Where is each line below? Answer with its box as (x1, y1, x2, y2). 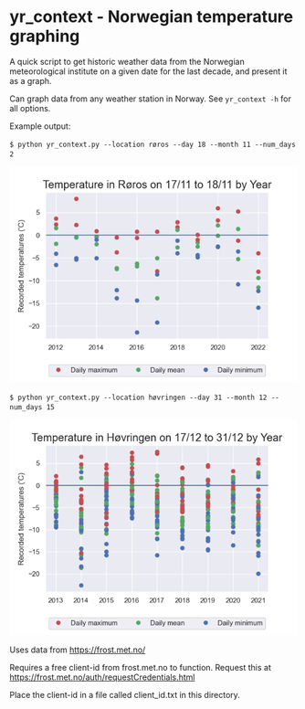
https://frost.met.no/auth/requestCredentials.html (9, 672, 195, 683)
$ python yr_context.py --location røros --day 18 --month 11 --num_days (9, 140, 297, 149)
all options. (9, 102, 51, 113)
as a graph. (9, 75, 52, 86)
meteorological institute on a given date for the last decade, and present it (9, 66, 288, 77)
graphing (9, 26, 80, 47)
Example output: (9, 121, 71, 132)
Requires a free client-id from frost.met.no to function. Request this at (9, 661, 271, 672)
